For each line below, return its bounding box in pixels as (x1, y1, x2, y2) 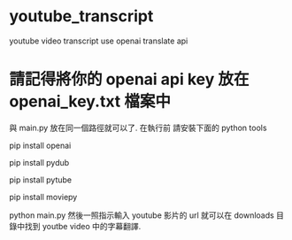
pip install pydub (9, 157, 70, 167)
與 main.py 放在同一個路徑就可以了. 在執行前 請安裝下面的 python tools (9, 122, 267, 133)
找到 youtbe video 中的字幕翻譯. (24, 221, 142, 231)
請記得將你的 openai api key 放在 (9, 69, 250, 89)
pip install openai (9, 140, 72, 151)
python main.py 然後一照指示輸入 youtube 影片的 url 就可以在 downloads (9, 210, 274, 221)
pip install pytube (9, 174, 73, 185)
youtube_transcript (9, 6, 154, 27)
